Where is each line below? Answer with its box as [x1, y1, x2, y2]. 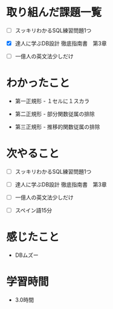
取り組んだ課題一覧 [6, 5, 102, 19]
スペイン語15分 [15, 207, 53, 214]
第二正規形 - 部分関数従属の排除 [15, 110, 95, 118]
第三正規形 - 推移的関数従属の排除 [15, 123, 101, 131]
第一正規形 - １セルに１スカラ [15, 98, 90, 105]
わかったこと [6, 76, 71, 90]
